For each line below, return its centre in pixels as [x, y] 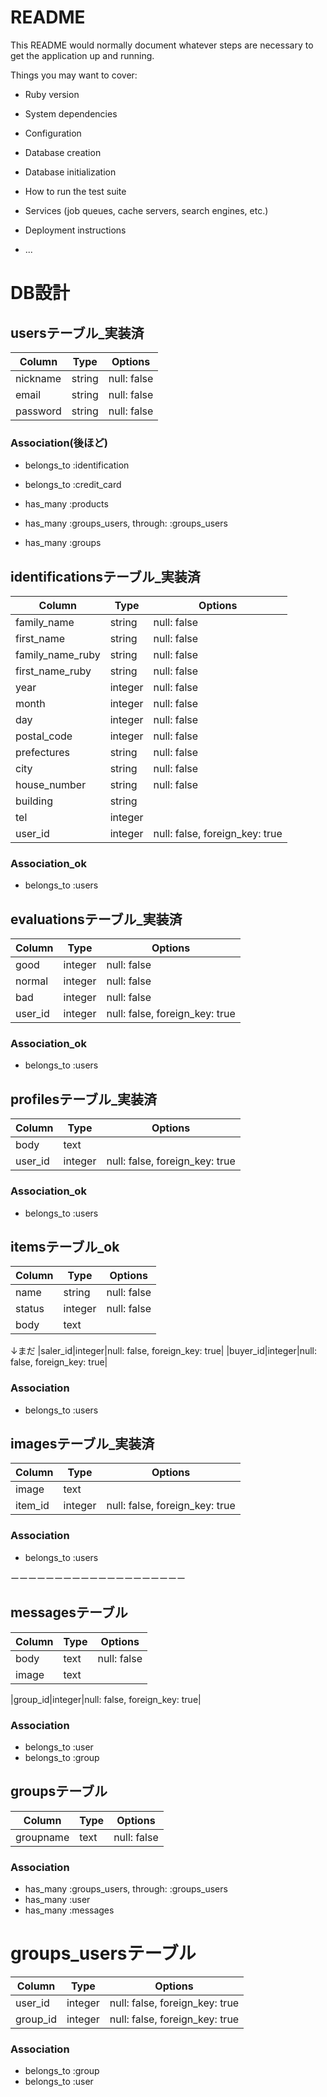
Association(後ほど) [59, 443]
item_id [32, 1506]
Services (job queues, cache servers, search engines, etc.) [146, 210]
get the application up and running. [82, 55]
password [38, 411]
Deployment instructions [75, 230]
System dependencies [71, 113]
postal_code [44, 736]
